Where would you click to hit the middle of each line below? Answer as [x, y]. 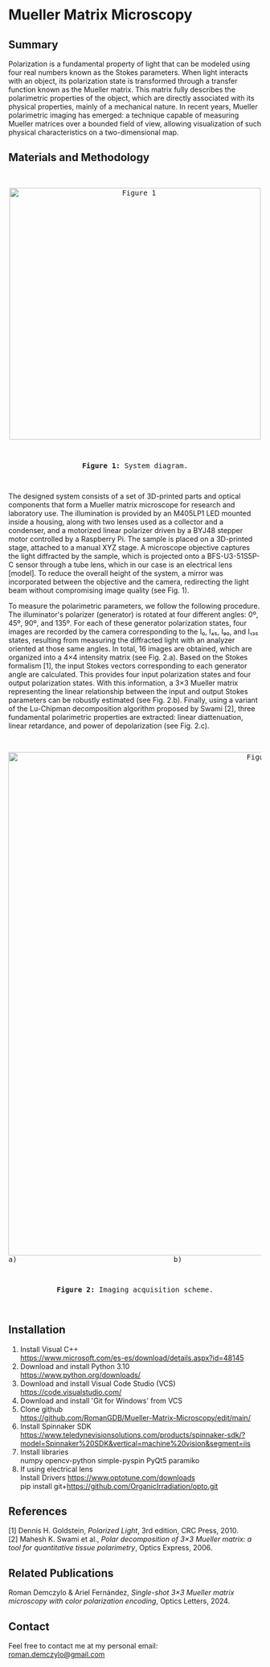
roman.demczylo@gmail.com [57, 1655]
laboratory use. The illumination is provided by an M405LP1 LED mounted [130, 513]
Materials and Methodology [79, 157]
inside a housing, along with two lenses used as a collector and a [116, 522]
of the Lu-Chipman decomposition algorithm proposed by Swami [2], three [132, 708]
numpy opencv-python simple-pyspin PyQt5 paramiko [110, 1460]
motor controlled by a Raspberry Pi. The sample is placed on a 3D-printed [131, 539]
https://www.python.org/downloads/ [80, 1375]
